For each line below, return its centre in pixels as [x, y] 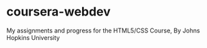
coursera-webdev [58, 12]
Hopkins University [33, 37]
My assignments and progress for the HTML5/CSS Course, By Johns [103, 30]
